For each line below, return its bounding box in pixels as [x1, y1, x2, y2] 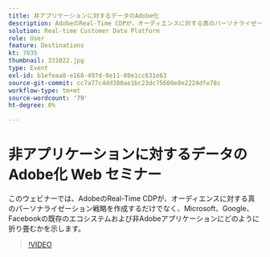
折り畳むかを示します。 [8, 224, 86, 234]
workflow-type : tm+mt [8, 86, 81, 95]
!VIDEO [27, 240, 52, 250]
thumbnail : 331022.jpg [8, 57, 84, 65]
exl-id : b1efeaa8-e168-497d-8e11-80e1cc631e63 [8, 71, 167, 80]
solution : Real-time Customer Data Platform [8, 27, 160, 35]
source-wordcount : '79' [8, 94, 88, 102]
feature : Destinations [8, 42, 84, 50]
